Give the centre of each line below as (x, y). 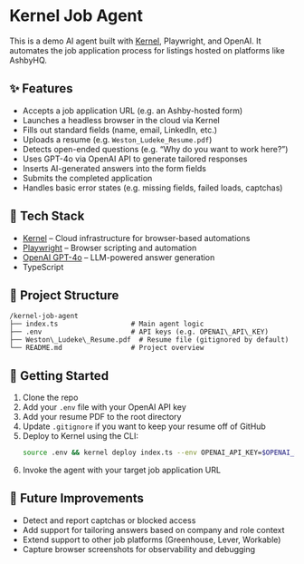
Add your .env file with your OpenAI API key (104, 407)
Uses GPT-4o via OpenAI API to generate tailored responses (135, 159)
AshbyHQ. (28, 60)
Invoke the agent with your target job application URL (122, 470)
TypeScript (43, 267)
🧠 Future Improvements (77, 498)
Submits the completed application (87, 178)
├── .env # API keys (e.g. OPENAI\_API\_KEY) (139, 332)
